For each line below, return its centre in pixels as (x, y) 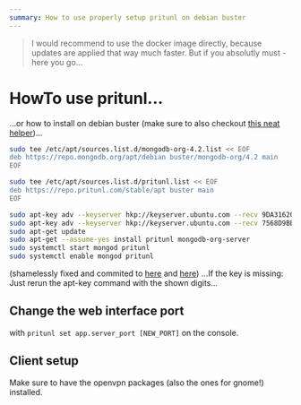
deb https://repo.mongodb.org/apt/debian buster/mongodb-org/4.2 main (144, 158)
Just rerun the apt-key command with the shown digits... (113, 283)
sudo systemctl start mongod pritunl (80, 248)
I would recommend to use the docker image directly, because (146, 43)
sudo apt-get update (48, 231)
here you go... (57, 62)
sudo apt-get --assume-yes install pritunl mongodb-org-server (130, 240)
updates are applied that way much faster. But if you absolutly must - (159, 52)
